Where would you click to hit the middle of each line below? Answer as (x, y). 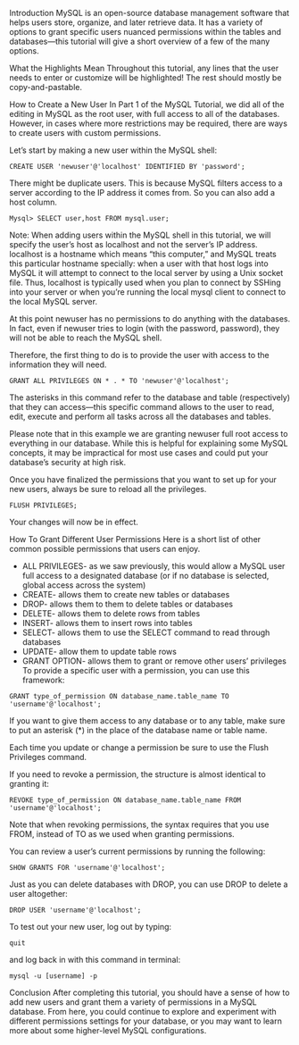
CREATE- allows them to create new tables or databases (126, 594)
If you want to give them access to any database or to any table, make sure (147, 721)
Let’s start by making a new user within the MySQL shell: (113, 150)
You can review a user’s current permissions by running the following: (137, 851)
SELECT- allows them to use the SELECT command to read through (146, 632)
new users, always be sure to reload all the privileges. (108, 489)
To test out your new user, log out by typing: (91, 927)
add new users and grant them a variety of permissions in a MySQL (133, 1002)
